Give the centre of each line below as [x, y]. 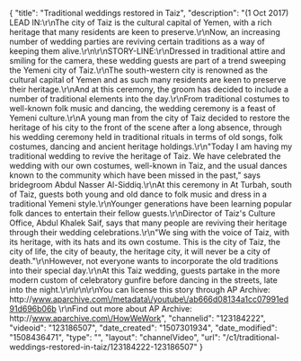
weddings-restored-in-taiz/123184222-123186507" [103, 347]
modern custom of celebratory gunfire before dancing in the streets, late [144, 280]
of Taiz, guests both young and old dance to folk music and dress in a [138, 194]
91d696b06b [33, 308]
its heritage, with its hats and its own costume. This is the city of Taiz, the [145, 242]
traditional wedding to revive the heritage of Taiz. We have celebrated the [145, 156]
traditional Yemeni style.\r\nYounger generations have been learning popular [150, 204]
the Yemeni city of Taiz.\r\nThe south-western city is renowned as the [138, 70]
